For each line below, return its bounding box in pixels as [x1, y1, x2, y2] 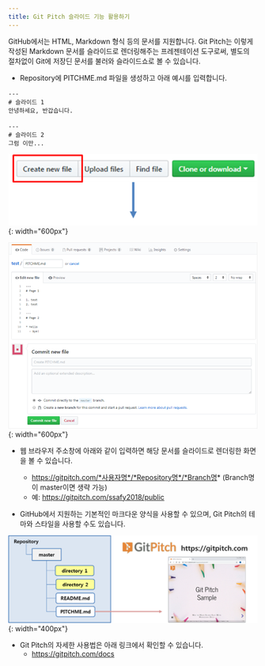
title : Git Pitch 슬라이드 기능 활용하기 [8, 13, 131, 21]
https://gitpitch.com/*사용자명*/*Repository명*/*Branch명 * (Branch [31, 472, 249, 482]
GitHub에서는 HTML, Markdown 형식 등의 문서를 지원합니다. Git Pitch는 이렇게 [8, 36, 254, 46]
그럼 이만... [8, 139, 45, 147]
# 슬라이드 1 [8, 98, 45, 106]
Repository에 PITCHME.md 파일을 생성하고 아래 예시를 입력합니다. [19, 73, 228, 82]
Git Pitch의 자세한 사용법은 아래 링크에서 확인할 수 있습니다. [19, 641, 204, 650]
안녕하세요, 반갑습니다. [8, 107, 74, 115]
